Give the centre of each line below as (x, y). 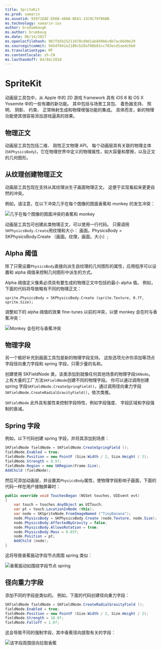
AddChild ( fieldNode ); (28, 470)
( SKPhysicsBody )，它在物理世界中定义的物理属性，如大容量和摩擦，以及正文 (80, 151)
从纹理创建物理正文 (34, 174)
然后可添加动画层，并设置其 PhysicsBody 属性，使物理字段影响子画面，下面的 (81, 480)
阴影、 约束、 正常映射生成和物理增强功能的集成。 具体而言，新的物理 (84, 110)
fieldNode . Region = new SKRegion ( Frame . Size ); (53, 466)
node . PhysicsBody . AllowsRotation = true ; (56, 527)
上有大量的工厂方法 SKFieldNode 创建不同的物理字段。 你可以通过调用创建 (77, 380)
